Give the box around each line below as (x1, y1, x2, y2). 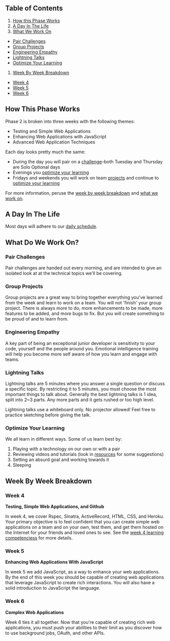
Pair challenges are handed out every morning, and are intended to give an (5, 265, 162, 271)
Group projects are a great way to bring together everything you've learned (5, 294, 163, 301)
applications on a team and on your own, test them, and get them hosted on (5, 524, 164, 530)
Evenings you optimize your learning (12, 169, 89, 175)
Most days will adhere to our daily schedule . (5, 223, 97, 230)
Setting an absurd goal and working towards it (12, 456, 109, 463)
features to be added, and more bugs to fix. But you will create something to (5, 310, 165, 316)
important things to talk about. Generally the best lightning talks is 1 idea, (5, 391, 157, 398)
